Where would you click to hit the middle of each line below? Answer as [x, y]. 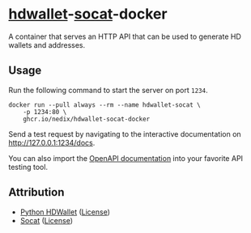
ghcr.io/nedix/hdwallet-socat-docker [87, 119]
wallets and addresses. [47, 44]
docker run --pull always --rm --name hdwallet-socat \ [104, 105]
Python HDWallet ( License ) [65, 212]
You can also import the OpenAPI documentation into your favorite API [126, 158]
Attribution [36, 192]
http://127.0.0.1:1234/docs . [52, 142]
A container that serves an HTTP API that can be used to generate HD [125, 36]
